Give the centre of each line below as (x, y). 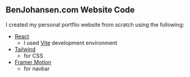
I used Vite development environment (70, 42)
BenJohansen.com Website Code (70, 10)
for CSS (33, 55)
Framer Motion (33, 62)
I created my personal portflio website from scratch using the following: (95, 24)
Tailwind (25, 49)
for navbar (36, 69)
